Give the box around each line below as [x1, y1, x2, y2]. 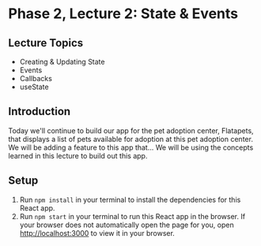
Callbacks [19, 74, 53, 83]
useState [19, 82, 49, 91]
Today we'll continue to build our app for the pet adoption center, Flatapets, [8, 125, 255, 135]
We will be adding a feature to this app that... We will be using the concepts [8, 143, 254, 152]
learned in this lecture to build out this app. [8, 151, 148, 160]
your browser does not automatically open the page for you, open [19, 220, 235, 229]
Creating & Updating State [19, 57, 105, 66]
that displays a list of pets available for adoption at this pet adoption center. [8, 134, 253, 143]
